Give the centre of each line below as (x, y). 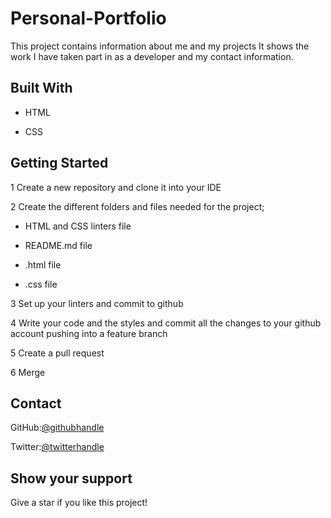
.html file (43, 264)
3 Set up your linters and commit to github (97, 303)
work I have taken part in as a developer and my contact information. (152, 56)
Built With (41, 88)
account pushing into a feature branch (89, 333)
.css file (41, 284)
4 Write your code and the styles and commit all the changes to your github (166, 323)
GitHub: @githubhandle (57, 428)
